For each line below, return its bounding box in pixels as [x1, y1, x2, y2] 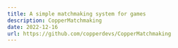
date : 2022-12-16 [7, 23, 58, 30]
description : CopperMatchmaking [7, 17, 102, 24]
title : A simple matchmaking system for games [7, 10, 146, 18]
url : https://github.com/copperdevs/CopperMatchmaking [7, 30, 172, 37]
